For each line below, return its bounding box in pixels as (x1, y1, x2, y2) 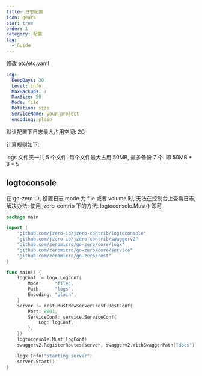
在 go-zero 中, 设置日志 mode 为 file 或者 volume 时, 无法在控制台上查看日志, (6, 194, 196, 202)
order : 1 (6, 25, 28, 32)
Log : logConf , (38, 319, 74, 325)
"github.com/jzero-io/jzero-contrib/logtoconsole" (17, 230, 147, 236)
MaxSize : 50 (11, 94, 42, 100)
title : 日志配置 (6, 8, 43, 15)
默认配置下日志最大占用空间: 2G (6, 128, 85, 135)
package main (6, 214, 39, 220)
